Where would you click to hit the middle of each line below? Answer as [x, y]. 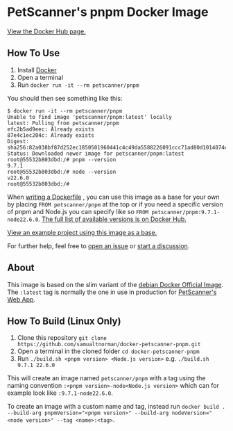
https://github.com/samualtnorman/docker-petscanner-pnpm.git [109, 345]
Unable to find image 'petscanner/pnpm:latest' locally [89, 117]
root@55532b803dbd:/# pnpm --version [62, 160]
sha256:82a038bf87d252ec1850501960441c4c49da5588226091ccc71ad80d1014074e [118, 147]
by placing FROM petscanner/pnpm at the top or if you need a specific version [115, 204]
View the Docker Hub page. [47, 31]
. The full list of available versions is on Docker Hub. [112, 219]
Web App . [21, 299]
